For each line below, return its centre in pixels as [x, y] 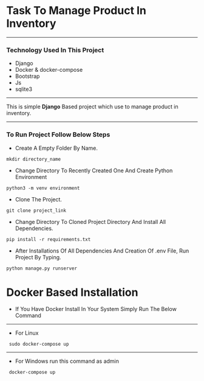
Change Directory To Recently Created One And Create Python [94, 170]
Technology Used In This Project [55, 50]
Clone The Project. [39, 199]
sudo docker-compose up [39, 344]
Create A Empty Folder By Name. [56, 148]
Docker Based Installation [72, 292]
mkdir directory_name [34, 159]
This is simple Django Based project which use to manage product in [92, 107]
